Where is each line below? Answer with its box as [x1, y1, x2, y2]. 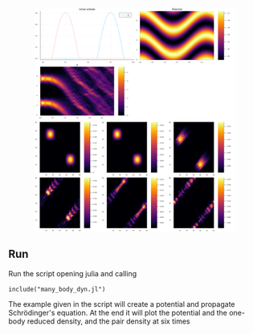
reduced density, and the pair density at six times [27, 316, 190, 326]
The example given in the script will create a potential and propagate [8, 299, 235, 308]
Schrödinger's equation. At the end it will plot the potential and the [8, 308, 227, 317]
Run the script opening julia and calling [8, 268, 137, 278]
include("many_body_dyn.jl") [8, 285, 106, 293]
